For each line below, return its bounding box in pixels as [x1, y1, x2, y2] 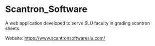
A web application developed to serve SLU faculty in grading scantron [5, 20, 150, 26]
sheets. [5, 25, 21, 31]
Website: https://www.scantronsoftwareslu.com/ [5, 35, 105, 41]
